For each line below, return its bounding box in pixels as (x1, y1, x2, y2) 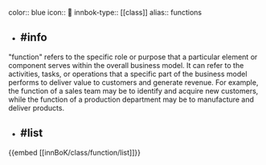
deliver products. (8, 103, 65, 112)
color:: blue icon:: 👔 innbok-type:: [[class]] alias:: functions (8, 8, 203, 17)
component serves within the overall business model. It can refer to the (8, 60, 244, 70)
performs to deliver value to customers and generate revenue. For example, (8, 77, 259, 87)
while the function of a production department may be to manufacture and (8, 95, 255, 104)
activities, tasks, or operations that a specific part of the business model (8, 69, 248, 78)
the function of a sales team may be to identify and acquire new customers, (8, 86, 259, 95)
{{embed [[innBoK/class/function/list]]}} (8, 147, 141, 157)
